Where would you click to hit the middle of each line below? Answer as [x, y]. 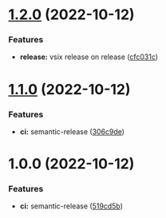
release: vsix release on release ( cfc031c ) [89, 57]
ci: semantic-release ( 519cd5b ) [71, 206]
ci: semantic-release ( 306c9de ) [72, 131]
